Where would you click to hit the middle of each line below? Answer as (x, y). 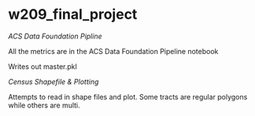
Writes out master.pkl (42, 66)
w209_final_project (73, 14)
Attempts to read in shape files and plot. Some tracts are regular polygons (128, 96)
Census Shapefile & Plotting (54, 82)
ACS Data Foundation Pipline (55, 36)
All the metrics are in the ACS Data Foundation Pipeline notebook (113, 51)
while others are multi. (44, 105)
